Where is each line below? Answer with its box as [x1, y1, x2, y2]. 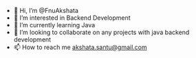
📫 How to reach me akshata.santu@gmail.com [13, 43, 148, 51]
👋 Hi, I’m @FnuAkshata [13, 7, 79, 14]
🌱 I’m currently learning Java [13, 21, 96, 29]
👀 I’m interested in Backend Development [13, 14, 131, 22]
